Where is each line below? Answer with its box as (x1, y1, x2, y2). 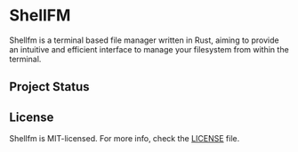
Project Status (9, 79, 91, 94)
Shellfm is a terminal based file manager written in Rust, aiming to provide (9, 35, 279, 45)
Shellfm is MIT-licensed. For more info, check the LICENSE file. (9, 133, 240, 144)
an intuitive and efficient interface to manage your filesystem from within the (9, 44, 289, 54)
